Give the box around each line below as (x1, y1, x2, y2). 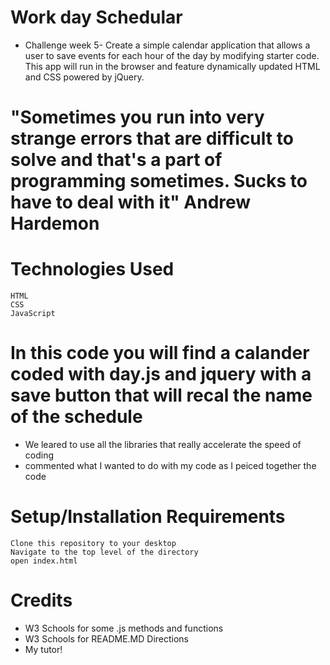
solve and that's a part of (10, 149, 223, 171)
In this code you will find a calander (10, 342, 310, 365)
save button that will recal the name (10, 384, 313, 407)
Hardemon (10, 212, 100, 235)
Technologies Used (10, 258, 175, 281)
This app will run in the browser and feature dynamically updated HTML (24, 60, 321, 72)
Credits (10, 589, 73, 612)
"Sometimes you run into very (10, 106, 265, 129)
